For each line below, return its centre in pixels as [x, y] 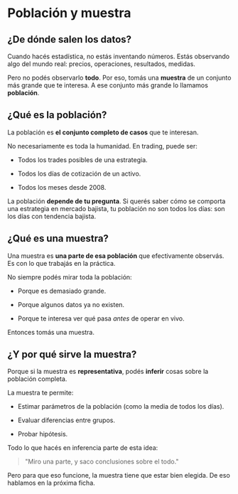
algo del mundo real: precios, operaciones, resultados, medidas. [101, 64]
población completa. [37, 379]
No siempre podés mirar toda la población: [70, 277]
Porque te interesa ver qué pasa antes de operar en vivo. [101, 318]
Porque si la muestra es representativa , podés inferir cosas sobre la [108, 372]
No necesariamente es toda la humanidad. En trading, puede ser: [102, 146]
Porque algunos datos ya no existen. [71, 304]
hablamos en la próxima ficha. [52, 483]
